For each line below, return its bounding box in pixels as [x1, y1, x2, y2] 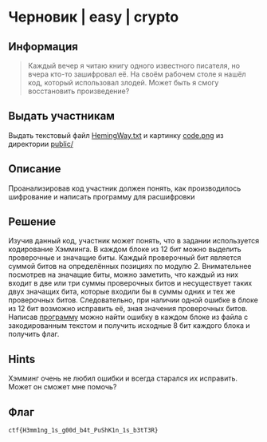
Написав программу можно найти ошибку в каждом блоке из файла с [8, 312, 249, 322]
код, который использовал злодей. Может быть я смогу [27, 78, 219, 87]
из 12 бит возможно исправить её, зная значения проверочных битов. [8, 304, 249, 314]
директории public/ [8, 139, 74, 148]
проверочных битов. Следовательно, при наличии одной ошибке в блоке [8, 295, 259, 305]
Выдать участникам [8, 109, 116, 123]
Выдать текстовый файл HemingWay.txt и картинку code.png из [8, 130, 224, 140]
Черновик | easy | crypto [8, 8, 179, 26]
